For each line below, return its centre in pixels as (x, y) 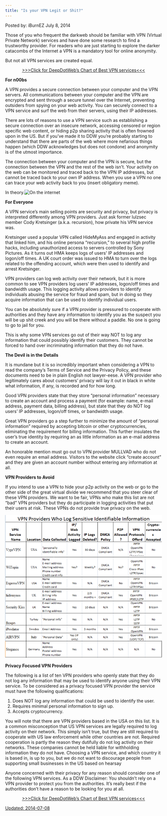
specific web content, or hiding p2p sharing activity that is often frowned (80, 131)
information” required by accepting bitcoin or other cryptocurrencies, (76, 426)
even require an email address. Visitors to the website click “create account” (83, 457)
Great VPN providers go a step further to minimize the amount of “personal (82, 421)
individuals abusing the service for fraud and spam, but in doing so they (79, 294)
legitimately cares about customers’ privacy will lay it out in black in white (80, 380)
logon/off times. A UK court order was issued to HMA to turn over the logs (81, 258)
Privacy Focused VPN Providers (39, 666)
